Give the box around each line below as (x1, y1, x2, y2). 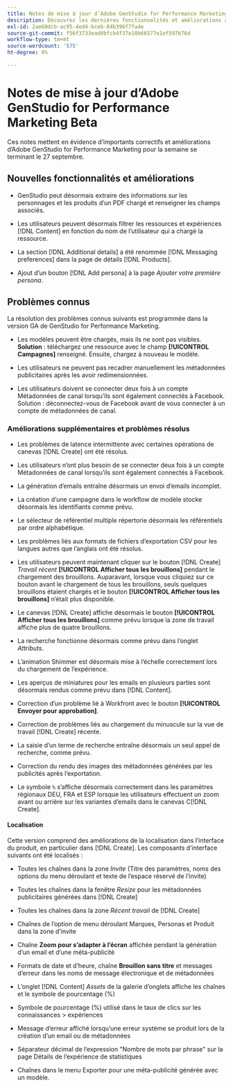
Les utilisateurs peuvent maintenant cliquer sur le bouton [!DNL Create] (17, 557, 221, 566)
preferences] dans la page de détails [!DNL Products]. (17, 255, 172, 263)
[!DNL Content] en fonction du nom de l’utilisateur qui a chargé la (17, 227, 203, 235)
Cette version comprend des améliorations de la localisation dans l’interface (7, 836, 224, 844)
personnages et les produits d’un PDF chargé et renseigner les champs (17, 198, 221, 207)
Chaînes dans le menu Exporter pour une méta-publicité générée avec (17, 1065, 218, 1074)
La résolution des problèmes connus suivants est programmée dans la (7, 315, 208, 323)
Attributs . (17, 644, 44, 652)
